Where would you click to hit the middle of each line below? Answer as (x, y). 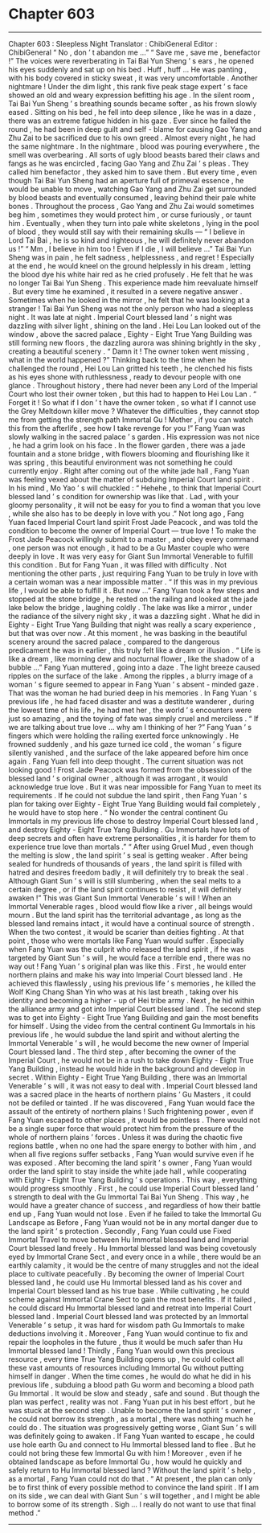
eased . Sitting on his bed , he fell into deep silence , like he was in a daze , (132, 112)
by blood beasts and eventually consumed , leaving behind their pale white (132, 197)
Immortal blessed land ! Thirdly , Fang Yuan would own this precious (121, 1351)
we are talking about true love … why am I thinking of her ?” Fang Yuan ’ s (130, 727)
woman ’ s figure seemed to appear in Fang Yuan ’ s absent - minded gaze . (134, 684)
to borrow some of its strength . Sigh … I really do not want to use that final (132, 1504)
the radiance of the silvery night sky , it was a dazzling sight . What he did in (134, 616)
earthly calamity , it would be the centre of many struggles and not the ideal (134, 1265)
